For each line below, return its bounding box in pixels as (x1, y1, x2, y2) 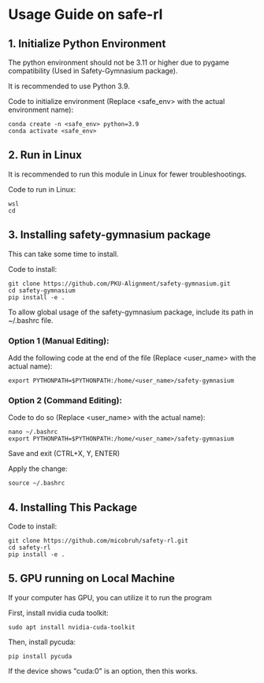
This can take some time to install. (8, 249, 119, 258)
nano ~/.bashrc (8, 428, 58, 436)
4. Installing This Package (8, 500, 138, 514)
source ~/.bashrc (8, 479, 65, 488)
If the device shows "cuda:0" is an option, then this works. (8, 666, 198, 675)
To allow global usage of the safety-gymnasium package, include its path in (8, 307, 254, 317)
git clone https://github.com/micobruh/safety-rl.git (8, 537, 189, 545)
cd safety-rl (8, 544, 51, 552)
